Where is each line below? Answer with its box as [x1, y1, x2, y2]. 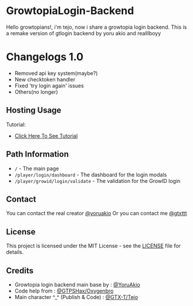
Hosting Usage [6, 106, 62, 115]
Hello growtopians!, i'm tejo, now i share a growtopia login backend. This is [6, 23, 187, 30]
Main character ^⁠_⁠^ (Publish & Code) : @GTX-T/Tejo [14, 293, 138, 300]
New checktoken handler [14, 76, 76, 83]
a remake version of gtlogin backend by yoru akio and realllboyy [6, 29, 161, 36]
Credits [6, 266, 34, 276]
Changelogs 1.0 [6, 50, 84, 64]
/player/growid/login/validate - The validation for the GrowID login [14, 177, 181, 184]
